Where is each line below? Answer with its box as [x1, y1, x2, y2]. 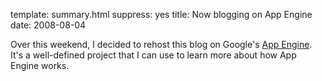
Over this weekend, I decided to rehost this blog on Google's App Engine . [10, 39, 313, 50]
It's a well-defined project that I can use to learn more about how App [10, 49, 297, 61]
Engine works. [10, 60, 70, 71]
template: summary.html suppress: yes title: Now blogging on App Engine [10, 9, 313, 20]
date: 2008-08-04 [10, 19, 87, 31]
